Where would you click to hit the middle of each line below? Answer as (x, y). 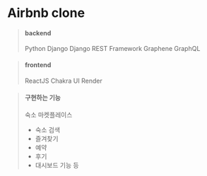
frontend (38, 64)
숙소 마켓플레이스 (48, 115)
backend (38, 33)
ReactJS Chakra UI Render (63, 81)
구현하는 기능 (43, 98)
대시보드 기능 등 (57, 165)
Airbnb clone (46, 13)
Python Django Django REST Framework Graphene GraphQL (112, 49)
